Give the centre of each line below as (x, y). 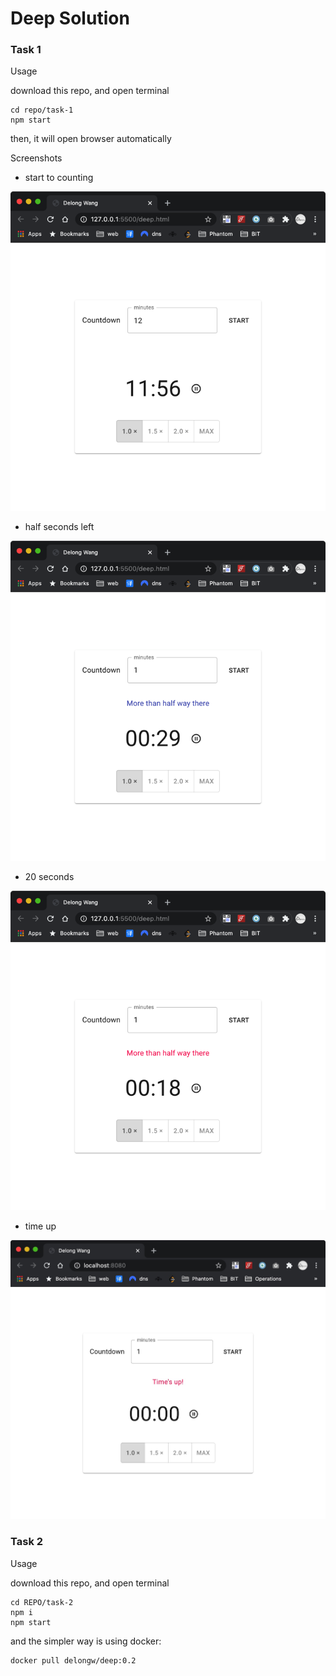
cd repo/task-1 (42, 110)
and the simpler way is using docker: (86, 1641)
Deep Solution (70, 18)
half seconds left (59, 527)
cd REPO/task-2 (42, 1602)
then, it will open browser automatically (91, 139)
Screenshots (36, 158)
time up (40, 1226)
